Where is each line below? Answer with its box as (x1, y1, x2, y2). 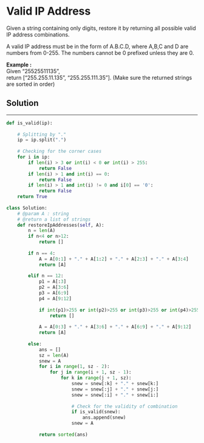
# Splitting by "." (17, 131, 67, 138)
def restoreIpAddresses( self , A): (17, 222, 104, 228)
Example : (6, 61, 32, 68)
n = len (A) (28, 227, 56, 234)
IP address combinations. (6, 30, 70, 38)
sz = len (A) (38, 352, 69, 358)
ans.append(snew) (82, 414, 126, 421)
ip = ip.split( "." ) (17, 137, 67, 143)
